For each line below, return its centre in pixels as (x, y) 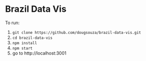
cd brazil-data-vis (32, 38)
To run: (12, 23)
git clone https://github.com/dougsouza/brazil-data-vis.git (77, 32)
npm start (23, 48)
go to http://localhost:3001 (39, 53)
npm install (24, 43)
